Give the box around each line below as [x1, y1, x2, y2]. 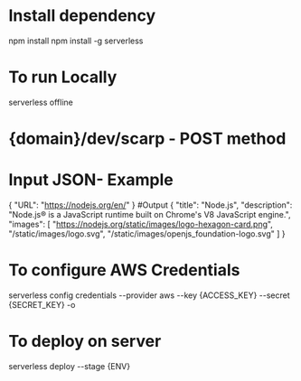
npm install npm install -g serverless [8, 35, 144, 46]
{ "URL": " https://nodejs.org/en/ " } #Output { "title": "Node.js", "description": [8, 200, 293, 210]
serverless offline [8, 97, 73, 107]
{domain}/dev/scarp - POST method [8, 128, 287, 149]
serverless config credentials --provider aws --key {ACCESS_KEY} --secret [8, 290, 290, 301]
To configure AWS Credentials [8, 260, 240, 281]
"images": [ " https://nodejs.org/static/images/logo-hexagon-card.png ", [8, 218, 273, 229]
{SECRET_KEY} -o [8, 299, 76, 310]
